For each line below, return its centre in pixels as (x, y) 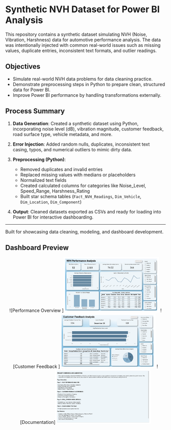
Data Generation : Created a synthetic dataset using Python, (76, 123)
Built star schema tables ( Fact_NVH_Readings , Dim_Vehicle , (81, 196)
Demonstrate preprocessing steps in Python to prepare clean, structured (89, 84)
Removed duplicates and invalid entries (61, 169)
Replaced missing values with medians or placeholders (78, 175)
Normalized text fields (43, 180)
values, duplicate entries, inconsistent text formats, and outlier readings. (81, 50)
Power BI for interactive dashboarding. (53, 217)
